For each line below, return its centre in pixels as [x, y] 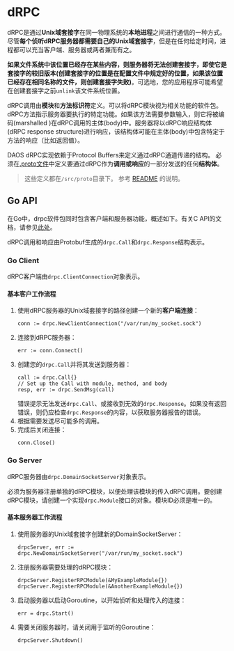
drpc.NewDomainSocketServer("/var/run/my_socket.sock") [100, 553]
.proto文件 [34, 164]
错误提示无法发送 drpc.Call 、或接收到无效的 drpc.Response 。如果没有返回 [122, 404]
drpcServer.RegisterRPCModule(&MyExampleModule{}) [92, 580]
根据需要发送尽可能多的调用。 [60, 421]
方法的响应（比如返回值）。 [45, 140]
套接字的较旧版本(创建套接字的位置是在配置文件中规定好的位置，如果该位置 [115, 73]
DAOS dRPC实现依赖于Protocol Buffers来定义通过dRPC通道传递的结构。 [111, 155]
